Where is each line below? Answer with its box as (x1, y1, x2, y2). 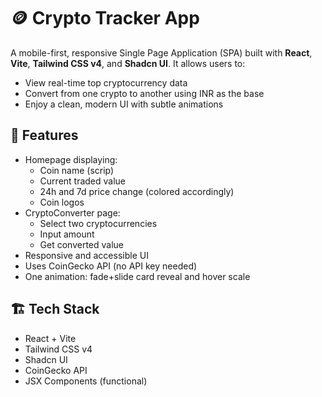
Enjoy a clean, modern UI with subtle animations (24, 98, 224, 110)
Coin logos (39, 196, 85, 208)
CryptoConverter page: (24, 206, 121, 219)
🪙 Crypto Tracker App (10, 7, 200, 30)
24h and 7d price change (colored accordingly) (39, 185, 235, 197)
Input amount (39, 228, 95, 240)
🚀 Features (10, 127, 79, 144)
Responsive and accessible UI (24, 249, 149, 261)
